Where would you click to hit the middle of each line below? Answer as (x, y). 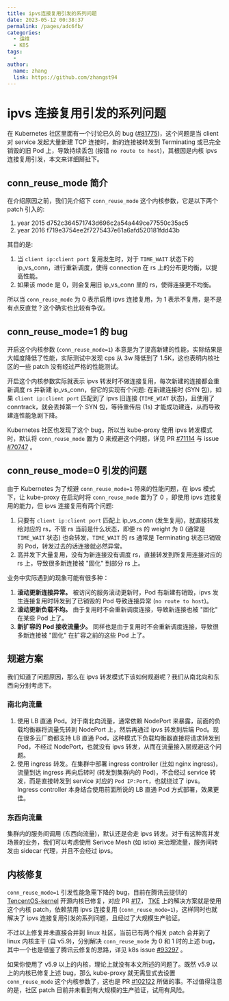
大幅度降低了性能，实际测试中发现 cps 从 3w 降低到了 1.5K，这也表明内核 (110, 358)
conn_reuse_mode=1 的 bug (68, 331)
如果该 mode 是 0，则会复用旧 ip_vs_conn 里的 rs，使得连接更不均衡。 (116, 285)
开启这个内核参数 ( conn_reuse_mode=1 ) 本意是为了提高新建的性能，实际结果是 (115, 349)
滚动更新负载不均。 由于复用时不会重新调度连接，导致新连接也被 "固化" (117, 609)
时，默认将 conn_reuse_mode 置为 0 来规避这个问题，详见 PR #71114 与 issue (113, 438)
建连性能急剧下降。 (34, 415)
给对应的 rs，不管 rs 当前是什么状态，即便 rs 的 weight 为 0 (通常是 (111, 529)
